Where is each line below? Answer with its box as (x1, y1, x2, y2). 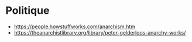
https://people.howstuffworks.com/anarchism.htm (13, 23, 136, 30)
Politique (5, 4, 50, 17)
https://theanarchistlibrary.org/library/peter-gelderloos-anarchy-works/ (13, 29, 186, 36)
